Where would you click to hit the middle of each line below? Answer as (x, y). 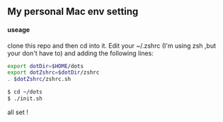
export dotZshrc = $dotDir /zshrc (53, 73)
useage (19, 29)
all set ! (18, 112)
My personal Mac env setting (73, 12)
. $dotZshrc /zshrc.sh (39, 79)
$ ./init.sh (25, 99)
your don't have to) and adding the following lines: (80, 53)
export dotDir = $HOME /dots (45, 66)
